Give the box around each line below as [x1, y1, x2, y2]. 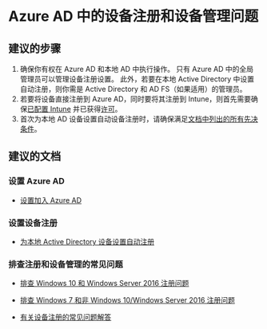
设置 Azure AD [8, 176, 66, 187]
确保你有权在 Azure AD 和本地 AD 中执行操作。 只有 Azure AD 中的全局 [19, 65, 254, 73]
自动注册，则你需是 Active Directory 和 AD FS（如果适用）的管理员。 [19, 85, 247, 93]
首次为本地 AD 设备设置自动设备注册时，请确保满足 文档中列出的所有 [19, 114, 245, 124]
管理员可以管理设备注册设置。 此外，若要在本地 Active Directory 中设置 [19, 74, 254, 84]
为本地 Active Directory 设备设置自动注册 [19, 236, 154, 246]
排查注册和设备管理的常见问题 [8, 259, 124, 270]
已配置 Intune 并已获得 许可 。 [26, 105, 122, 113]
